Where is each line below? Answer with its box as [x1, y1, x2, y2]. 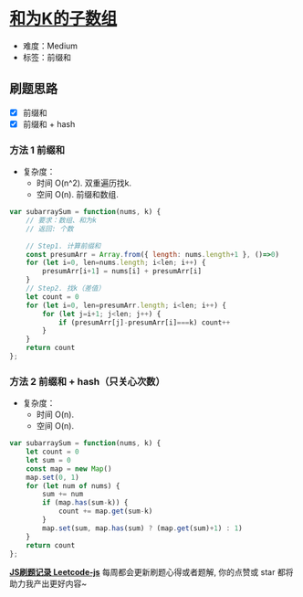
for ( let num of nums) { [26, 481, 120, 490]
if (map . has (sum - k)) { [42, 498, 129, 507]
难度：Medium [22, 40, 78, 51]
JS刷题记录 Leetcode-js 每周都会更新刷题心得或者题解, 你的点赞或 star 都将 [9, 567, 294, 578]
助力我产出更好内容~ [9, 578, 88, 590]
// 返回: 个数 [26, 224, 74, 233]
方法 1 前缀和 [9, 144, 66, 156]
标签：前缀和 [22, 51, 71, 62]
